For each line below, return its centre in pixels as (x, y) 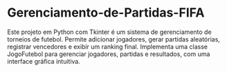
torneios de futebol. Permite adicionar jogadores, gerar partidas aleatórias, (113, 39)
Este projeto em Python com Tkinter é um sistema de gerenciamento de (110, 32)
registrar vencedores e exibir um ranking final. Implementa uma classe (107, 46)
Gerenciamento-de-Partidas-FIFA (106, 13)
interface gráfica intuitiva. (44, 61)
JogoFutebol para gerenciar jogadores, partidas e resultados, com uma (109, 54)
